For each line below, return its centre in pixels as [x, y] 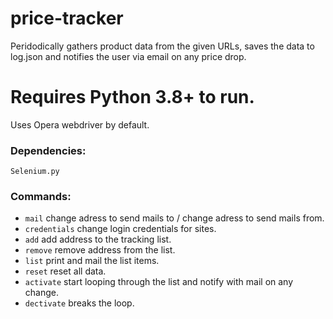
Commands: [41, 197]
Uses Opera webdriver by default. [80, 124]
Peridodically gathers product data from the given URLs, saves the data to [162, 46]
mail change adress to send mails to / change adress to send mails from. [174, 218]
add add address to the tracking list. [98, 239]
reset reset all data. [65, 271]
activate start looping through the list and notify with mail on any [159, 282]
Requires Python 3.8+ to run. [132, 97]
